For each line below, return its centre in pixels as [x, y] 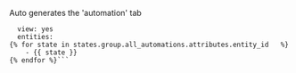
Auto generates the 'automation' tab [76, 13]
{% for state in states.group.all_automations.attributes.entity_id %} [149, 45]
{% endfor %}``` [39, 61]
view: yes [35, 29]
